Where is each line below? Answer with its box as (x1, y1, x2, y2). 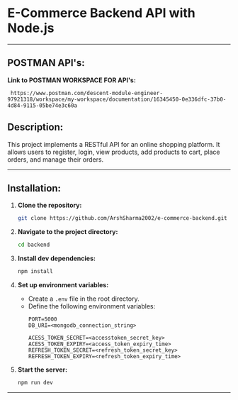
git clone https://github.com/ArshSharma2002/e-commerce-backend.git (17, 215, 228, 222)
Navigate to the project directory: (17, 228, 118, 236)
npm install (17, 268, 53, 275)
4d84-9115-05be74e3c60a (7, 101, 78, 109)
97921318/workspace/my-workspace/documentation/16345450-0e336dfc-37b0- (7, 96, 227, 103)
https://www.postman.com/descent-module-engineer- (10, 89, 163, 96)
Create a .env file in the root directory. (28, 294, 140, 303)
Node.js (7, 20, 55, 36)
